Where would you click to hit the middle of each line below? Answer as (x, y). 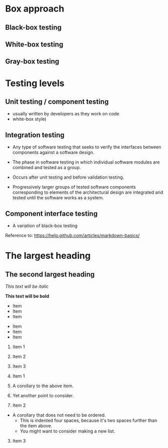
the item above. (36, 425)
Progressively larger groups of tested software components (74, 187)
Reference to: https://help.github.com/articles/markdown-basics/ (72, 235)
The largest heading (48, 256)
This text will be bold (27, 296)
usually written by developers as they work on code (66, 114)
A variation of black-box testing (45, 226)
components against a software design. (53, 153)
